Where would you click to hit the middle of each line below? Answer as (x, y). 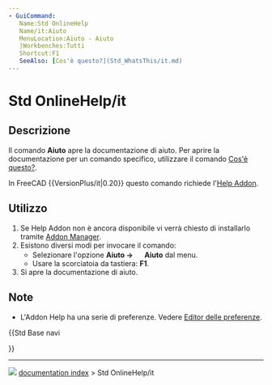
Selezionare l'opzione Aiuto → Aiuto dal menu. (115, 255)
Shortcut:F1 (39, 53)
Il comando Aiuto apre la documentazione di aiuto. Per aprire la (114, 150)
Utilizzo (28, 208)
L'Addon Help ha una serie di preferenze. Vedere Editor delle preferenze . (141, 317)
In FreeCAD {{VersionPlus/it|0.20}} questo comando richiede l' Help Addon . (134, 183)
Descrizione (40, 131)
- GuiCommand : (32, 16)
